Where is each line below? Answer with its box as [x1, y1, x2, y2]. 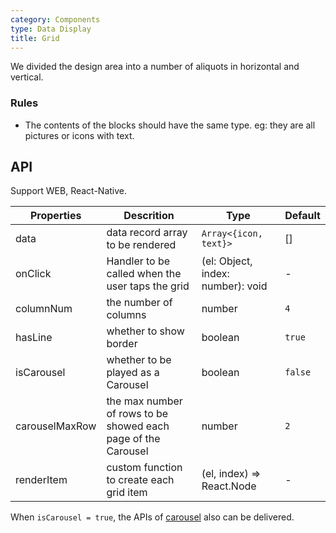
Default [284, 209, 321, 223]
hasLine [15, 331, 53, 345]
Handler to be [106, 254, 171, 268]
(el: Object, [201, 254, 253, 268]
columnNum [15, 302, 73, 316]
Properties [29, 209, 82, 223]
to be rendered [106, 238, 177, 252]
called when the [106, 267, 182, 281]
